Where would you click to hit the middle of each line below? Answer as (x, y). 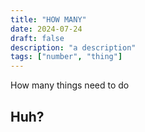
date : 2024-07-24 (46, 29)
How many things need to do (70, 85)
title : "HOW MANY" (48, 19)
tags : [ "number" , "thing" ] (66, 57)
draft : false (37, 38)
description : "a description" (73, 47)
